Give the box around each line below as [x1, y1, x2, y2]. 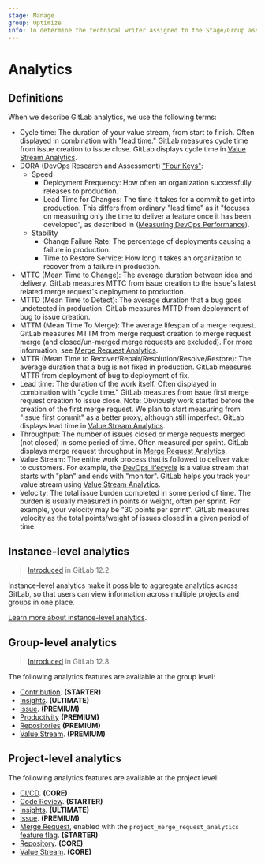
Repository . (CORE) [19, 838, 84, 848]
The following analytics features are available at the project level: [8, 772, 219, 782]
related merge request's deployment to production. [19, 287, 186, 297]
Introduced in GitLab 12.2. [27, 566, 112, 575]
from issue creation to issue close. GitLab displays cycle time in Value [19, 144, 246, 154]
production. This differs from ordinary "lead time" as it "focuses [43, 203, 250, 213]
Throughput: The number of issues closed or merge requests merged [19, 429, 246, 439]
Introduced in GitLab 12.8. [27, 656, 112, 666]
